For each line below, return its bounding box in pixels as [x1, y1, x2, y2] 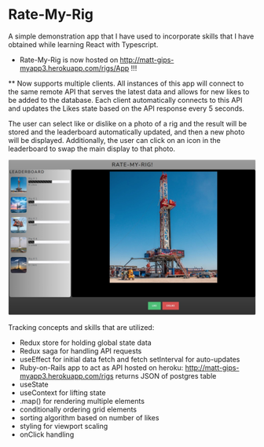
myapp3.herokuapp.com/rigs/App [19, 63, 130, 72]
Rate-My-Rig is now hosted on [19, 55, 119, 64]
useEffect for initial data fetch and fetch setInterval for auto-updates [19, 355, 240, 365]
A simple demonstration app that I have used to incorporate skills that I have [8, 31, 255, 41]
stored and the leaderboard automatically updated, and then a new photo [8, 127, 245, 137]
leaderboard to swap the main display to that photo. [8, 144, 175, 153]
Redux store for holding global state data [19, 338, 152, 347]
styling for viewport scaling [19, 422, 108, 431]
